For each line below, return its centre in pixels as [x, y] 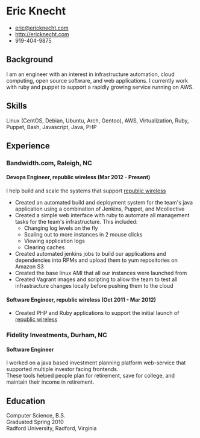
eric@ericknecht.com [42, 28]
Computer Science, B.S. [36, 416]
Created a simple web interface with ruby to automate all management [102, 215]
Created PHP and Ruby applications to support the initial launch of [97, 313]
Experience [28, 146]
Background [30, 59]
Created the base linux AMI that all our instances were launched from [101, 273]
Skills [17, 106]
